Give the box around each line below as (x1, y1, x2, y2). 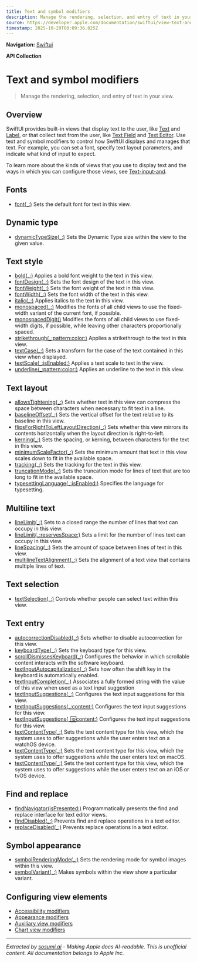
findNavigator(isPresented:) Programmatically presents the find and (14, 804, 178, 812)
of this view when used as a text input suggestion (14, 684, 135, 691)
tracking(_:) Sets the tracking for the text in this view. (14, 461, 142, 468)
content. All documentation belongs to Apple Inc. (6, 950, 124, 957)
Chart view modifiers (14, 926, 66, 933)
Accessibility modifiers (14, 907, 70, 915)
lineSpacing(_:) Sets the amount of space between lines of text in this (14, 544, 182, 551)
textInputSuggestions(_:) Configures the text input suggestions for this (14, 690, 185, 697)
